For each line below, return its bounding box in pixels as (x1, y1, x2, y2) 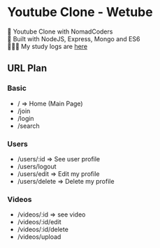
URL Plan (7, 62, 48, 74)
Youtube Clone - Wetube (7, 4, 153, 20)
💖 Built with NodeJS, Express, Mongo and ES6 (7, 34, 140, 43)
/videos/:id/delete (17, 225, 68, 234)
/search (17, 122, 40, 130)
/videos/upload (17, 233, 61, 241)
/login (17, 114, 34, 122)
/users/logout (17, 162, 57, 170)
